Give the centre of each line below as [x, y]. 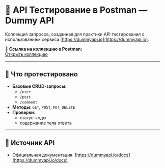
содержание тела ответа [46, 123]
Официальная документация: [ [44, 155]
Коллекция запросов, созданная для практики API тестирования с [75, 34]
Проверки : [24, 112]
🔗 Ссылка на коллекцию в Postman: [44, 49]
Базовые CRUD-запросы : [39, 86]
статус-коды [33, 117]
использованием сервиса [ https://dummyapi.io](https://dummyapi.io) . [77, 39]
